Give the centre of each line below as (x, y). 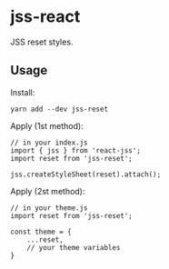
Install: (23, 92)
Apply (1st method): (47, 125)
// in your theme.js (50, 208)
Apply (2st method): (48, 191)
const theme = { (41, 232)
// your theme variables (74, 247)
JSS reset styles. (42, 42)
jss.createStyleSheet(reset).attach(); (86, 174)
